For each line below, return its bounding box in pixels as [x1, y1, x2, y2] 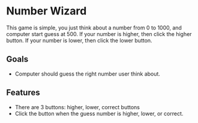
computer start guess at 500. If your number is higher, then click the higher [6, 30, 192, 37]
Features [6, 88, 40, 98]
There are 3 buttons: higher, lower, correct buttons [14, 103, 140, 110]
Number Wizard [6, 4, 87, 18]
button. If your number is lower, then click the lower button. [6, 37, 152, 44]
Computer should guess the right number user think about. [14, 70, 161, 77]
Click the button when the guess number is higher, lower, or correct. [14, 110, 184, 117]
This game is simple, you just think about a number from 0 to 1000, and [6, 24, 182, 31]
